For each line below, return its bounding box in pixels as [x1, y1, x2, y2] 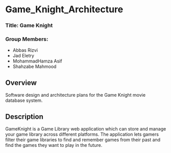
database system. [5, 97, 43, 103]
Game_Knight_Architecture [5, 4, 124, 15]
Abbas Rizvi [12, 47, 38, 53]
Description [5, 112, 43, 121]
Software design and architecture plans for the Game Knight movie [5, 92, 146, 98]
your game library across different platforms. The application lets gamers [5, 132, 159, 138]
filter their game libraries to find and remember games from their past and [5, 137, 161, 143]
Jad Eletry [12, 53, 35, 59]
